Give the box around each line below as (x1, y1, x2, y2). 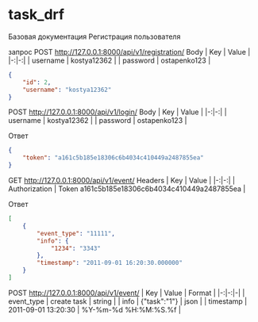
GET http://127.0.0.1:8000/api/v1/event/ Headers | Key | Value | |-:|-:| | (8, 176, 236, 186)
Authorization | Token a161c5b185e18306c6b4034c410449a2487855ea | (8, 184, 246, 194)
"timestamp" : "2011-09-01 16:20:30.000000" (37, 259, 183, 267)
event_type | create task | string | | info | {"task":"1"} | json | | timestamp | (8, 296, 248, 306)
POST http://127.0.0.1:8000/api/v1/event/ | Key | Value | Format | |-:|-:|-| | (8, 288, 245, 297)
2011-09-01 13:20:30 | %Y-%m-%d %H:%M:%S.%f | (8, 305, 181, 314)
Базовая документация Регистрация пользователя (8, 32, 181, 41)
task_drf (8, 6, 65, 24)
